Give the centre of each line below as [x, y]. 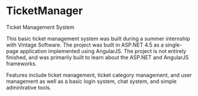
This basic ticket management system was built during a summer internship [98, 38]
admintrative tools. [29, 87]
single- [173, 45]
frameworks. [22, 64]
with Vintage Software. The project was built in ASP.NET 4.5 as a [85, 45]
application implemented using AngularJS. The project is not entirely [103, 51]
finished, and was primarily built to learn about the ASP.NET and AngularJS [98, 57]
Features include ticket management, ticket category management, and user [99, 75]
